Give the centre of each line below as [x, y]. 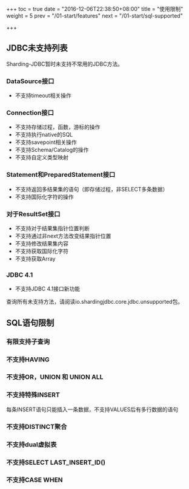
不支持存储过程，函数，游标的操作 [58, 127]
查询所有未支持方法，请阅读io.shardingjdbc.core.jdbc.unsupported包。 [95, 302]
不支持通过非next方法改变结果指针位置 [63, 236]
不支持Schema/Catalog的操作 [52, 150]
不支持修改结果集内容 [41, 244]
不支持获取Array [35, 259]
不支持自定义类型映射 [41, 157]
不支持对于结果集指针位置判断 [52, 228]
